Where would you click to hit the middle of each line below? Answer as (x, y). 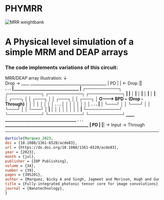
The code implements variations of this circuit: (61, 67)
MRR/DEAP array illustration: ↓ (36, 78)
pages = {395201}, (24, 175)
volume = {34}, (20, 166)
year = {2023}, (20, 152)
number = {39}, (20, 170)
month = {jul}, (20, 156)
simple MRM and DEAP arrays (67, 52)
